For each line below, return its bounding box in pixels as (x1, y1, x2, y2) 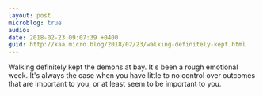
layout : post (8, 11, 51, 20)
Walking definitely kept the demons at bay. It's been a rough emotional (8, 62, 238, 72)
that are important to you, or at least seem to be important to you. (8, 79, 222, 89)
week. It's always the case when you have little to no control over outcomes (8, 71, 256, 80)
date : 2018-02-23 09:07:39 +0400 (8, 33, 119, 42)
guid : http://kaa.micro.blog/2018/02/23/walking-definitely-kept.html (8, 41, 246, 49)
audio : (8, 26, 30, 34)
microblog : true (8, 19, 62, 27)
